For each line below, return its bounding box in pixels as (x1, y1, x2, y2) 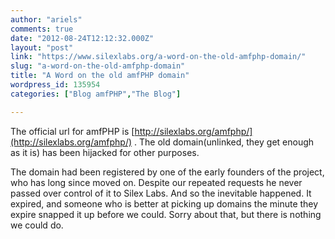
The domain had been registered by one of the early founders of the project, (10, 166, 325, 178)
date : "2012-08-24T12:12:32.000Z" (10, 33, 155, 43)
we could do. (10, 219, 64, 231)
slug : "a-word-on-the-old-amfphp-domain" (10, 61, 186, 71)
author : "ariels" (10, 14, 83, 25)
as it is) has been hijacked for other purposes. (10, 146, 200, 158)
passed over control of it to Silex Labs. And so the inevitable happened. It (10, 187, 312, 199)
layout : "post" (10, 42, 74, 53)
